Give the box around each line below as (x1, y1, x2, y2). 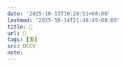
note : (7, 50, 23, 57)
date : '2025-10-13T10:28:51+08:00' (7, 10, 111, 17)
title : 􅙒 (7, 23, 33, 30)
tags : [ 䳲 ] (7, 36, 38, 43)
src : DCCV (7, 43, 36, 50)
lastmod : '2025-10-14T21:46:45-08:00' (7, 17, 120, 24)
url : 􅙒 (7, 29, 27, 37)
